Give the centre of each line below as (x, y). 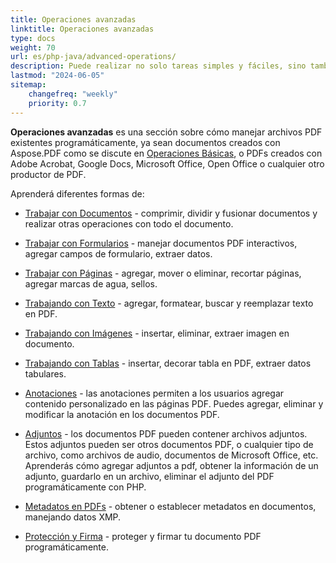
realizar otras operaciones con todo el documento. (129, 223)
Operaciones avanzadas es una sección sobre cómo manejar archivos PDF (166, 132)
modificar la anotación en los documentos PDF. (122, 414)
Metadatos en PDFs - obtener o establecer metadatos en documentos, (170, 506)
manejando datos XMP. (73, 517)
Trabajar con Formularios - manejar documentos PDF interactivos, (161, 243)
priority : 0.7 (57, 103)
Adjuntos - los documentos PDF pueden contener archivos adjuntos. (166, 433)
